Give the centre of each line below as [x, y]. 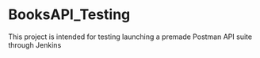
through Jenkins [35, 44]
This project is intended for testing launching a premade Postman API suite [130, 37]
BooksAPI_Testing [69, 15]
